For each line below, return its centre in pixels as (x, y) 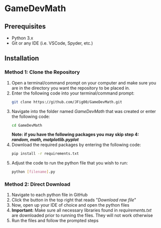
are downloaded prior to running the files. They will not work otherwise (82, 215)
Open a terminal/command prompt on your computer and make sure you (84, 82)
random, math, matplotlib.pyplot (45, 140)
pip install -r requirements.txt (45, 154)
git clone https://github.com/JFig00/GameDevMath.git (67, 102)
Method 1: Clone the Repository (42, 72)
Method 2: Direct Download (37, 184)
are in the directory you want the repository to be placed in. (71, 88)
